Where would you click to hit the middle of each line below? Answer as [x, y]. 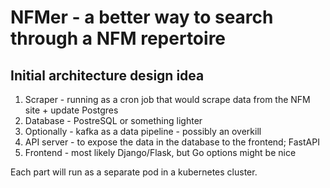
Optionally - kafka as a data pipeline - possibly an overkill [143, 131]
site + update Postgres [71, 110]
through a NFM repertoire [118, 38]
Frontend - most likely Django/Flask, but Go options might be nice [160, 152]
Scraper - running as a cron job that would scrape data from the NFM [167, 99]
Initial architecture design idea [107, 75]
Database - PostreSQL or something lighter [113, 120]
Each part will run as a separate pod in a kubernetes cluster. [134, 172]
